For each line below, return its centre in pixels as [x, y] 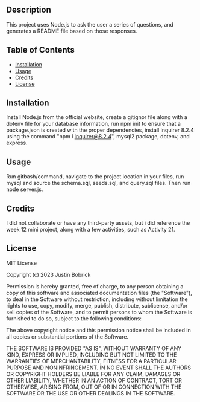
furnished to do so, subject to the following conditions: [74, 318]
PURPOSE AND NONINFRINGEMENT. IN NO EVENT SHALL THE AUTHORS [99, 368]
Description [29, 10]
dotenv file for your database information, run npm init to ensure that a [93, 124]
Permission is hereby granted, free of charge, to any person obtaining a [95, 286]
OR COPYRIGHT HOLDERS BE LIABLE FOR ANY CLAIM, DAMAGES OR [93, 374]
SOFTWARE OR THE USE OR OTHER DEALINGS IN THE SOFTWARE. [91, 393]
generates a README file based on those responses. [72, 31]
